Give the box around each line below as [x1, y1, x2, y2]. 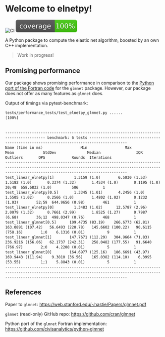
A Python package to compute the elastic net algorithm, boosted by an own [5, 37, 160, 43]
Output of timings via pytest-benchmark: [5, 100, 88, 106]
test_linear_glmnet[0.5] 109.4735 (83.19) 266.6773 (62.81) [5, 220, 150, 225]
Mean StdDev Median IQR [5, 150, 143, 155]
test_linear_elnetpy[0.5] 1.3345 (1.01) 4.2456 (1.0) [5, 190, 145, 195]
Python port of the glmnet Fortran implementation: [5, 321, 107, 327]
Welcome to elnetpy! [5, 3, 93, 14]
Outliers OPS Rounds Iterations [5, 155, 112, 160]
